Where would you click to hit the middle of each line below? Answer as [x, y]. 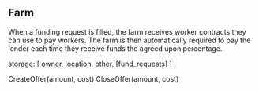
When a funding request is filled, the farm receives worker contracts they [127, 31]
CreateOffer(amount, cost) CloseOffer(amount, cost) [94, 78]
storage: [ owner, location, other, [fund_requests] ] [90, 64]
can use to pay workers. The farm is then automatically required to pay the [129, 40]
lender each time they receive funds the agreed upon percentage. [115, 48]
